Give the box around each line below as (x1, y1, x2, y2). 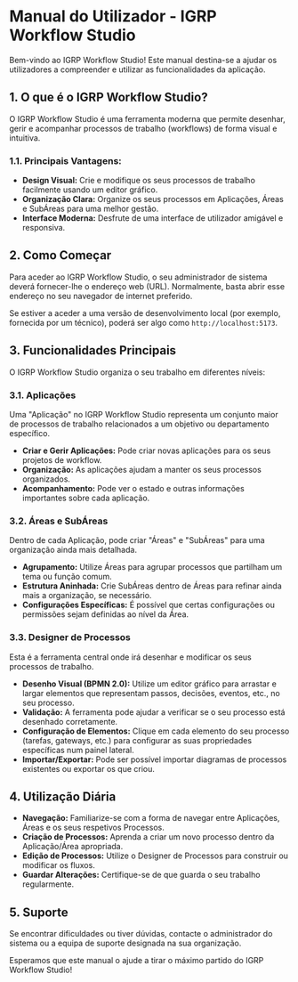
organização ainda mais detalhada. (9, 545, 138, 556)
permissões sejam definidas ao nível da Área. (21, 609, 189, 620)
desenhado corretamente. (21, 716, 118, 726)
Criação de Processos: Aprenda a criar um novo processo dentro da (21, 832, 275, 842)
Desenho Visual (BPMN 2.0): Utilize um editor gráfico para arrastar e (21, 678, 278, 689)
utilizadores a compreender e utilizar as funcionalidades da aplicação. (9, 64, 266, 75)
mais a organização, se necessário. (21, 590, 152, 601)
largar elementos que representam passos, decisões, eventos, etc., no (21, 687, 280, 698)
